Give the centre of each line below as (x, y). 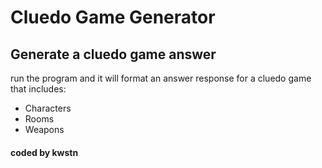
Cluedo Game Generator (113, 17)
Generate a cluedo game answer (113, 54)
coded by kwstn (44, 152)
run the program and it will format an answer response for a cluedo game (161, 78)
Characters (48, 108)
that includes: (38, 89)
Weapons (44, 129)
